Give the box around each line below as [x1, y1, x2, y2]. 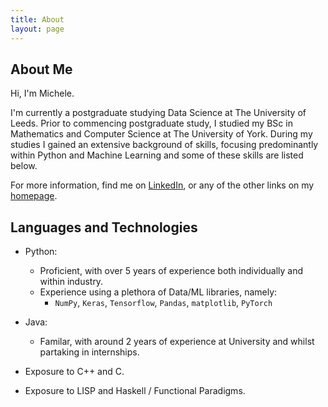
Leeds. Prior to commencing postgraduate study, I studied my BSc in [10, 117, 293, 130]
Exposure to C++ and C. [24, 366, 125, 378]
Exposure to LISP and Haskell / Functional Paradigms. [24, 385, 246, 397]
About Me [10, 61, 73, 78]
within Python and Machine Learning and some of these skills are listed [10, 149, 304, 161]
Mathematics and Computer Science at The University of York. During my [10, 128, 313, 140]
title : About [10, 14, 65, 25]
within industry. [39, 276, 104, 288]
